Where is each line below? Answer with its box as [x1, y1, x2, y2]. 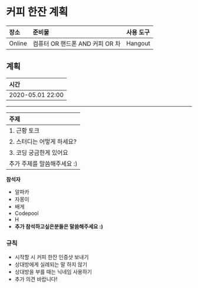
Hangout [126, 39, 150, 47]
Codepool [14, 210, 39, 217]
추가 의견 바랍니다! [14, 276, 58, 283]
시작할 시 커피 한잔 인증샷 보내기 [14, 254, 89, 261]
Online [9, 39, 28, 47]
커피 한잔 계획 [6, 5, 68, 19]
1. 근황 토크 [9, 126, 40, 134]
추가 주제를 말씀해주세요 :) [9, 160, 78, 168]
